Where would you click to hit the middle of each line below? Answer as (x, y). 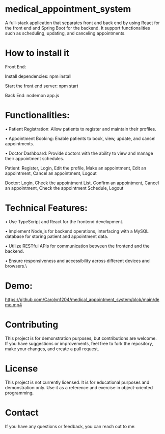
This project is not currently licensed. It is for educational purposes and (77, 382)
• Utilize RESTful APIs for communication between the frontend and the (77, 246)
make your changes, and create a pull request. (52, 349)
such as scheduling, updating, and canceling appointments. (66, 33)
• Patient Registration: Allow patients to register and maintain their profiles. (81, 129)
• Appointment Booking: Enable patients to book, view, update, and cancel (80, 138)
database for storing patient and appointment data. (57, 236)
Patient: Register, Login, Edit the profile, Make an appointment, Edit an (76, 168)
